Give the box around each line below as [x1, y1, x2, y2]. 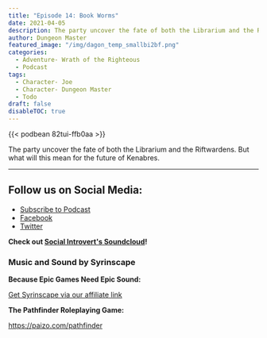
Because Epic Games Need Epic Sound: [8, 275, 141, 284]
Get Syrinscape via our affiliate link [8, 290, 123, 300]
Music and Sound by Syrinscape [8, 256, 136, 267]
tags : [8, 71, 26, 79]
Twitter [19, 221, 44, 231]
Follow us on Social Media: [8, 183, 143, 197]
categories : [8, 48, 48, 56]
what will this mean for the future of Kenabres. [8, 153, 161, 163]
